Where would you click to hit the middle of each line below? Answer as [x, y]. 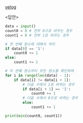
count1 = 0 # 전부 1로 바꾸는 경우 [37, 35]
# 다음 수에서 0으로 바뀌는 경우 [50, 98]
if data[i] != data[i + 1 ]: [42, 80]
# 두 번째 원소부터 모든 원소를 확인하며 [40, 71]
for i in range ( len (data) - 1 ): [38, 75]
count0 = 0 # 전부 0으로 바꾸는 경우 [39, 31]
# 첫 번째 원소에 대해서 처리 [30, 44]
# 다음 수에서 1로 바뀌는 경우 [49, 85]
